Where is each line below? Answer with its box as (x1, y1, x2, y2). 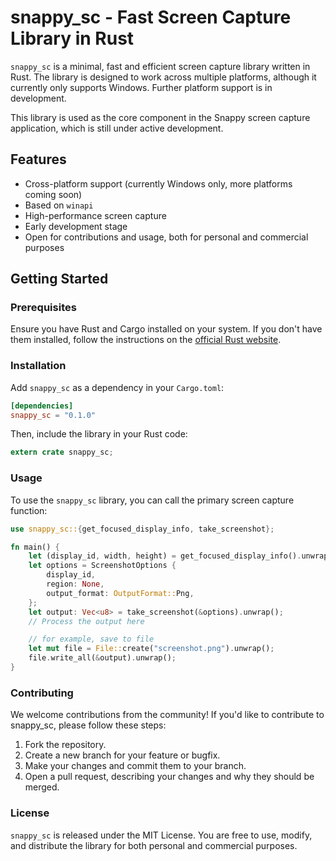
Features (10, 151, 67, 168)
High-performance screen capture (24, 209, 167, 221)
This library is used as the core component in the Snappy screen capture (10, 111, 311, 123)
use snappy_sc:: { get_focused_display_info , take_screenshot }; (10, 524, 275, 534)
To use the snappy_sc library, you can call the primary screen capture (10, 494, 295, 506)
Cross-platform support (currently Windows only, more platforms (24, 177, 293, 190)
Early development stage (24, 220, 128, 232)
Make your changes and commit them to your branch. (24, 760, 247, 772)
